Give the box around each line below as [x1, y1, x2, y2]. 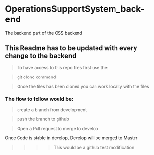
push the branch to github [17, 116, 69, 122]
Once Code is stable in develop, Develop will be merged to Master [5, 135, 138, 141]
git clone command [17, 74, 56, 80]
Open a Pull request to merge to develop [17, 126, 98, 132]
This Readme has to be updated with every [5, 44, 137, 52]
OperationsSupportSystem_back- [5, 3, 145, 15]
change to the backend [5, 52, 77, 60]
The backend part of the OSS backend [5, 30, 82, 36]
